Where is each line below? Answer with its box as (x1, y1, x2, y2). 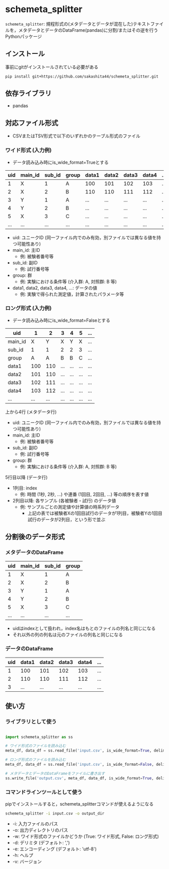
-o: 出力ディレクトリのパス (12, 827, 68, 833)
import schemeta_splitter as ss (5, 734, 73, 740)
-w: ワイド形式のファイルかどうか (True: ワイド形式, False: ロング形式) (12, 833, 159, 839)
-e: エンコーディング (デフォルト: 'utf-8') (12, 846, 97, 852)
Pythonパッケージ (5, 33, 42, 39)
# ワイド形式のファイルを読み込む (5, 744, 66, 749)
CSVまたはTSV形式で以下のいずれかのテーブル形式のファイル (12, 133, 141, 139)
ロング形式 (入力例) (5, 305, 52, 312)
